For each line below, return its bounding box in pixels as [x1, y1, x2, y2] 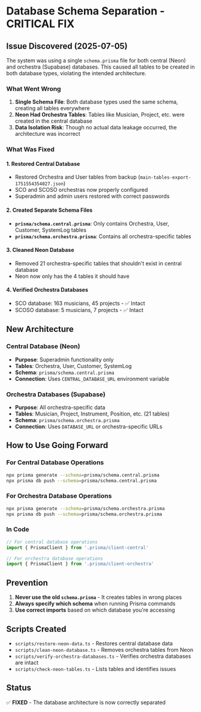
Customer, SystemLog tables [14, 226, 87, 233]
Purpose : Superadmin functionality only [14, 356, 114, 363]
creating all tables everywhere [14, 105, 90, 112]
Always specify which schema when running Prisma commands [14, 600, 176, 607]
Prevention [6, 577, 48, 588]
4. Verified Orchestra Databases [6, 286, 89, 293]
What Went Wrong [6, 84, 61, 93]
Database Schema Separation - [6, 4, 165, 18]
